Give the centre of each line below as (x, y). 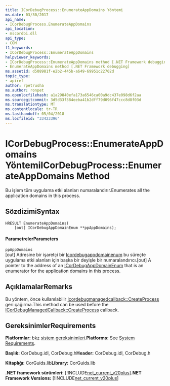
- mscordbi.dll (21, 34)
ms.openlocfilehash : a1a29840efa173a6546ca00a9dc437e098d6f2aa (73, 95)
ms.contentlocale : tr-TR (31, 109)
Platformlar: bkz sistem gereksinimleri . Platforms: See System (70, 338)
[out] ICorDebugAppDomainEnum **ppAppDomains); (65, 228)
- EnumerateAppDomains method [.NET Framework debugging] (68, 67)
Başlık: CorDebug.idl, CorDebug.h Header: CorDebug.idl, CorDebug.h (78, 353)
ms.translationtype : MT (30, 105)
